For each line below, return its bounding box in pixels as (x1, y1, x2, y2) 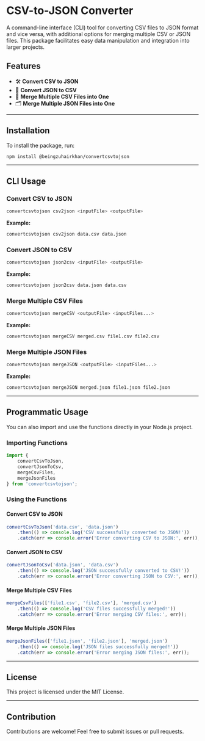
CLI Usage (6, 176, 46, 186)
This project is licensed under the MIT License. (6, 688, 124, 696)
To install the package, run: (6, 142, 75, 149)
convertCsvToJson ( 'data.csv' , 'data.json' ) (6, 524, 119, 530)
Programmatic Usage (6, 407, 88, 417)
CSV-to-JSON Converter (6, 4, 134, 18)
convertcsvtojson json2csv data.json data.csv (6, 282, 127, 289)
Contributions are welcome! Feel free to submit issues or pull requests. (6, 728, 184, 736)
